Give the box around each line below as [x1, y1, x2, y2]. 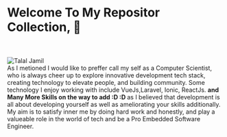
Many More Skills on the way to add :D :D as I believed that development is [7, 92, 221, 101]
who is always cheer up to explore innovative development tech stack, [7, 71, 206, 79]
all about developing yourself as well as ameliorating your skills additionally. [7, 100, 221, 108]
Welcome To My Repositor [7, 5, 160, 21]
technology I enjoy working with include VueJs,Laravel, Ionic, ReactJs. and [7, 86, 219, 94]
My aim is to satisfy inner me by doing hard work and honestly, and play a [7, 108, 215, 116]
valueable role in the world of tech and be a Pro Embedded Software [7, 114, 201, 123]
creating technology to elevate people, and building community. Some [7, 78, 206, 86]
